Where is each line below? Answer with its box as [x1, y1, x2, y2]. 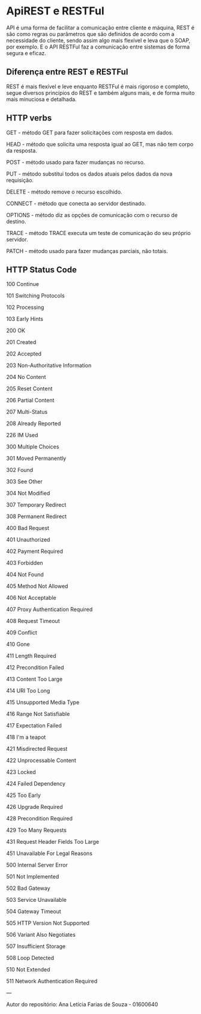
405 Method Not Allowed [6, 583, 68, 590]
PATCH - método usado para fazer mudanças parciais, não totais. [6, 247, 168, 254]
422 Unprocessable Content [6, 757, 76, 764]
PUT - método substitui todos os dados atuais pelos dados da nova [6, 170, 173, 177]
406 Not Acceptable [6, 594, 56, 601]
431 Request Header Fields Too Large [6, 838, 100, 845]
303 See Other [6, 478, 43, 485]
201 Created [6, 339, 37, 346]
